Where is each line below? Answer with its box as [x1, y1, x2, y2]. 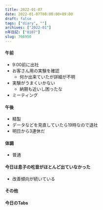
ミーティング [12, 92, 38, 98]
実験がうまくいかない [12, 80, 55, 86]
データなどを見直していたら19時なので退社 [12, 122, 98, 128]
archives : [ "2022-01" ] [5, 25, 51, 30]
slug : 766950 [5, 35, 32, 39]
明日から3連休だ [12, 128, 45, 134]
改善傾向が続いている [12, 176, 55, 182]
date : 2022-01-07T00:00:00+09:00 [5, 12, 73, 17]
